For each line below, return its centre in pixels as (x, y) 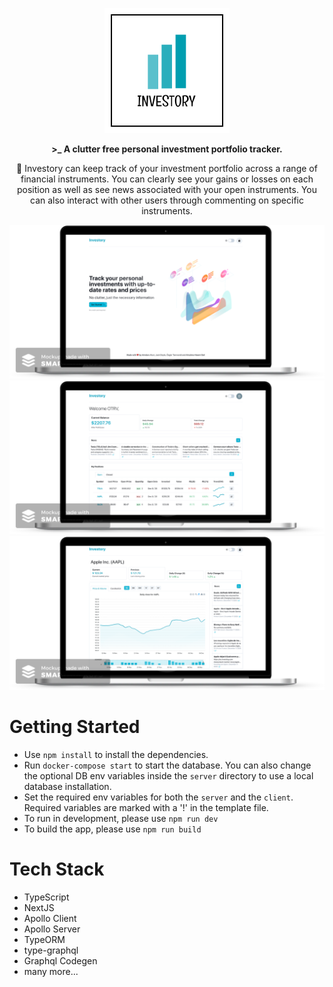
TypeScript (46, 897)
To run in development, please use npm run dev (121, 819)
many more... (51, 972)
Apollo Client (50, 919)
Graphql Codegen (60, 961)
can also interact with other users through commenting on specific (167, 200)
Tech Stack (57, 869)
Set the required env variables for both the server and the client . (158, 797)
